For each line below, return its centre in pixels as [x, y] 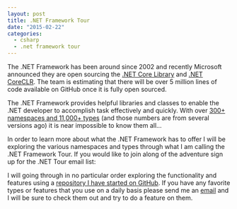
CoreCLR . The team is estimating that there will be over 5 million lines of [112, 82]
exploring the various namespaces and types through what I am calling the [116, 147]
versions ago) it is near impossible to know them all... [85, 125]
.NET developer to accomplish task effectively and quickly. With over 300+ [116, 111]
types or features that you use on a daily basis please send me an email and [118, 190]
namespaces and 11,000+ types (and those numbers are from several [109, 118]
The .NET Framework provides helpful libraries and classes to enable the [113, 103]
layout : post [27, 14]
